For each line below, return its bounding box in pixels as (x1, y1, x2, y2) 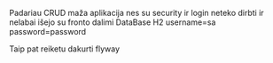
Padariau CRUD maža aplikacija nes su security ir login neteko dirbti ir (9, 8, 264, 18)
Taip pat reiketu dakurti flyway (9, 43, 121, 54)
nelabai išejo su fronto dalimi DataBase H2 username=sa (9, 17, 216, 28)
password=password (9, 27, 87, 36)
